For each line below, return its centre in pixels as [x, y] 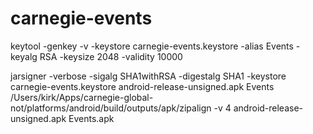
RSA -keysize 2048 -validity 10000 [111, 56]
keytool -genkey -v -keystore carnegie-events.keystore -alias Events [152, 46]
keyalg [24, 56]
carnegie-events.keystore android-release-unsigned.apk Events [142, 86]
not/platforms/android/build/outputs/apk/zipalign [111, 108]
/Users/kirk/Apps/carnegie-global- [82, 97]
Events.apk [91, 118]
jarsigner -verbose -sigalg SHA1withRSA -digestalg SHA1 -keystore [148, 76]
